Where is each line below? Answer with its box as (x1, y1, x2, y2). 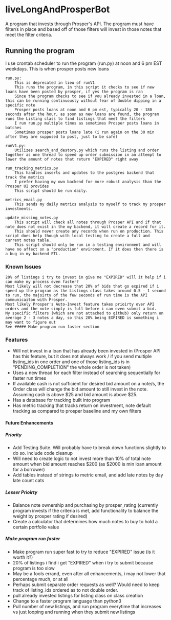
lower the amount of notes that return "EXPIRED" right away (5, 156, 139, 162)
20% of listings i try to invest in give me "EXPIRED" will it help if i (5, 275, 166, 280)
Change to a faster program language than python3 (12, 598, 122, 604)
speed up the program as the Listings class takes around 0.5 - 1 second (5, 288, 166, 294)
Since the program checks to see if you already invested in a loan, (14, 94, 166, 99)
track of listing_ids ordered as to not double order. (12, 587, 119, 593)
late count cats (12, 477, 45, 483)
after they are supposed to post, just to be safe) (5, 134, 118, 139)
